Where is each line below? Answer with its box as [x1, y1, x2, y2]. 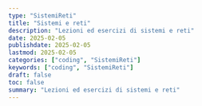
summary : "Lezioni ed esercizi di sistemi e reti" [8, 85, 180, 94]
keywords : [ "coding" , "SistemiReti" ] [8, 64, 134, 72]
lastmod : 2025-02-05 [8, 49, 77, 57]
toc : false [8, 78, 45, 86]
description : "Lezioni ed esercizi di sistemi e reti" [8, 26, 195, 34]
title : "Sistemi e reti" [8, 19, 91, 27]
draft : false [8, 71, 52, 79]
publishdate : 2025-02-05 [8, 41, 91, 49]
